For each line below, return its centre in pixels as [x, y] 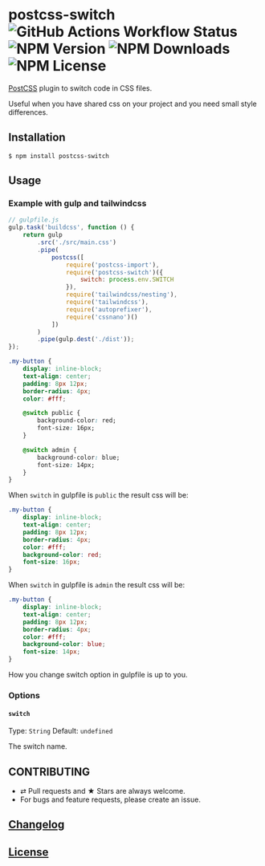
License [29, 852]
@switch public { [52, 413]
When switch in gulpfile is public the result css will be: [98, 495]
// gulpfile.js [34, 220]
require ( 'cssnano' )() [102, 317]
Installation [37, 138]
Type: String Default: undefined [61, 731]
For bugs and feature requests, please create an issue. [110, 799]
